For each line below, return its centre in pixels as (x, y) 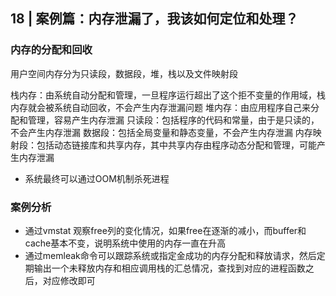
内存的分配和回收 (51, 50)
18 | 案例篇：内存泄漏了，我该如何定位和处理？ (154, 19)
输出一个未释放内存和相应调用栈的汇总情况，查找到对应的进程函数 (169, 268)
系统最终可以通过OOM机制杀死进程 (97, 178)
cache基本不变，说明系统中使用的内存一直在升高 (125, 243)
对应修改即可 (69, 280)
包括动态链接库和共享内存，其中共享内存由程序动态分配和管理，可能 (176, 145)
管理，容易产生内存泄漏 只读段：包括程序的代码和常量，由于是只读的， (173, 120)
